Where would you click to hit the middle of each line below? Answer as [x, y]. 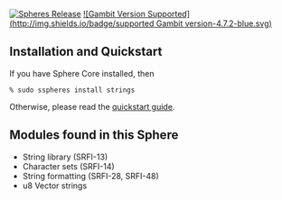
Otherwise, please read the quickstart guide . [92, 106]
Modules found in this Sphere [94, 135]
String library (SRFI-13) [65, 157]
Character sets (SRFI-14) [68, 166]
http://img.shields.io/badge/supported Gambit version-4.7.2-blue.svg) [142, 23]
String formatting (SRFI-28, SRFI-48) [91, 176]
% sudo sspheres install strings [72, 90]
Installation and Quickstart [86, 52]
